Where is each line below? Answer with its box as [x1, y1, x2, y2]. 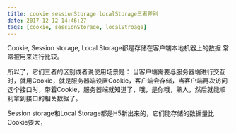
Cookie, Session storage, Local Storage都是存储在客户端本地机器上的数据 [7, 44, 221, 52]
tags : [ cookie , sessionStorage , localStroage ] [7, 23, 147, 30]
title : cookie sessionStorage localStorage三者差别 [7, 10, 159, 18]
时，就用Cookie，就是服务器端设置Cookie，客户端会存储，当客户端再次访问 [7, 76, 228, 85]
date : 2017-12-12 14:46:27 [7, 17, 87, 24]
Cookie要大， [7, 118, 47, 127]
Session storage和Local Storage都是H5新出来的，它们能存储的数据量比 [7, 109, 215, 117]
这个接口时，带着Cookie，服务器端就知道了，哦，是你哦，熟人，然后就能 [7, 86, 220, 94]
